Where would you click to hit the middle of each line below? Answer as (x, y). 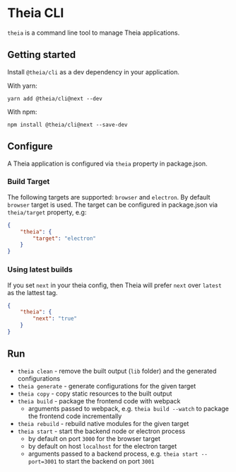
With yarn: (22, 86)
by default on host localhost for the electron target (102, 446)
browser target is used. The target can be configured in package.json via (112, 205)
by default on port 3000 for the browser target (94, 438)
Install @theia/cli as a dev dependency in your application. (94, 71)
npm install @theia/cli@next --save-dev (68, 125)
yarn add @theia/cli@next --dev (55, 98)
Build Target (29, 182)
